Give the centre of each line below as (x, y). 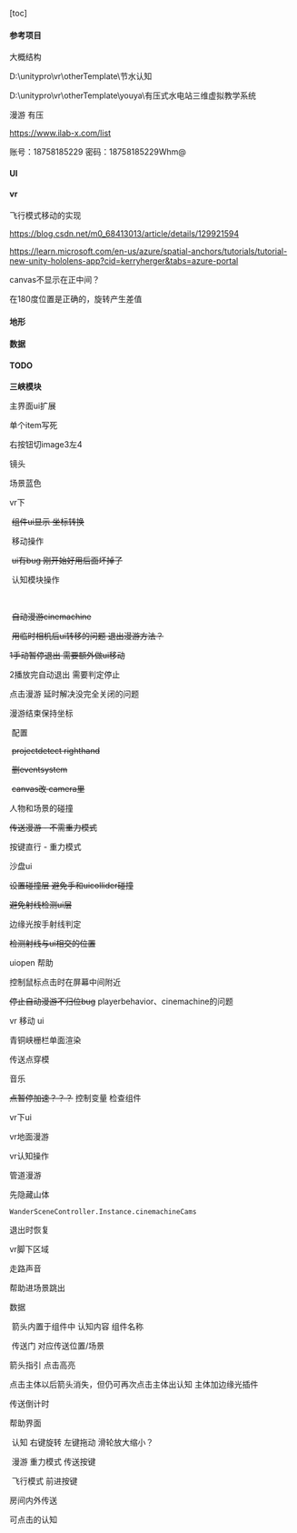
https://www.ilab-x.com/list (60, 133)
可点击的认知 (33, 1520)
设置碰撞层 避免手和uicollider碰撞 (72, 886)
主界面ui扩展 (33, 406)
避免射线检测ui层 (41, 905)
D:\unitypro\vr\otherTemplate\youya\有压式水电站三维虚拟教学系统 (133, 95)
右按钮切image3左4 (46, 445)
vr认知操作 (30, 1156)
